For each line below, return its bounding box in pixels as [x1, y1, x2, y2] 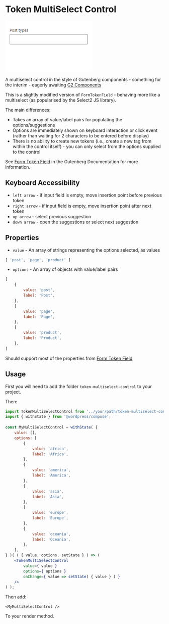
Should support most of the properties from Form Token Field [5, 355, 133, 361]
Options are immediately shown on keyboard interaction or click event [12, 127, 158, 133]
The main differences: [5, 107, 51, 113]
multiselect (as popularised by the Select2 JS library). [5, 97, 117, 103]
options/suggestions [12, 122, 55, 128]
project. [5, 389, 22, 395]
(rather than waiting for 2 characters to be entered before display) [12, 132, 149, 138]
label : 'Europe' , [32, 515, 69, 520]
